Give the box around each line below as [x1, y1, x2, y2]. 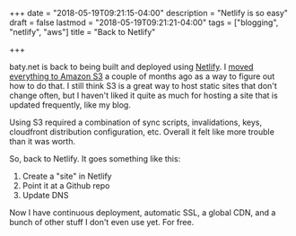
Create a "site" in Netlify [22, 170, 112, 181]
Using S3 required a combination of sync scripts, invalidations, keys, [9, 117, 263, 127]
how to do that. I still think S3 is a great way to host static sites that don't [9, 81, 278, 91]
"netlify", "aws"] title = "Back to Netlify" [9, 27, 156, 37]
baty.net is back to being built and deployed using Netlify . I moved [9, 62, 254, 72]
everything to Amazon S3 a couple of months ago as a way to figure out [9, 71, 275, 82]
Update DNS [22, 190, 69, 200]
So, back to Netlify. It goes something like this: [9, 153, 181, 164]
